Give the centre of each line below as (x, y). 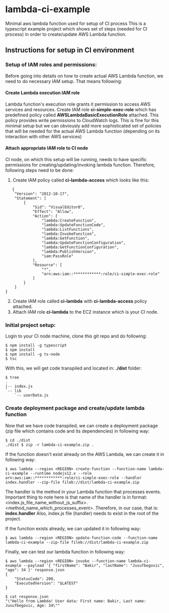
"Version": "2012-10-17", (42, 194)
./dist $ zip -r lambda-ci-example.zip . (50, 445)
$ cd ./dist (18, 440)
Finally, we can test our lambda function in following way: (65, 551)
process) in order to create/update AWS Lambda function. (66, 34)
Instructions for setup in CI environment (70, 50)
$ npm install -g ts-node (32, 354)
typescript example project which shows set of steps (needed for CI (76, 28)
